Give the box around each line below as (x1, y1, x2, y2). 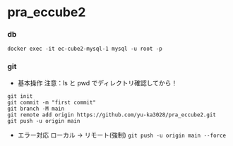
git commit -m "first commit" (7, 99, 97, 106)
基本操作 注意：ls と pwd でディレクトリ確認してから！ (17, 78, 178, 87)
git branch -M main (7, 105, 65, 112)
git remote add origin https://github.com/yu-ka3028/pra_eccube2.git (7, 111, 217, 118)
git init (7, 92, 33, 99)
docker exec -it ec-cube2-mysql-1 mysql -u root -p (7, 45, 162, 53)
